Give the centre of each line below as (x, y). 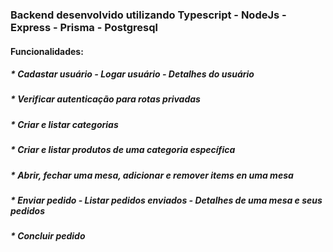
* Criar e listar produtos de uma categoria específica (123, 150)
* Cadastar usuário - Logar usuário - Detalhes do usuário (132, 74)
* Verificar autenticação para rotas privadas (105, 99)
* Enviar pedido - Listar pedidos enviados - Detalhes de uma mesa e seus (166, 200)
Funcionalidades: (47, 51)
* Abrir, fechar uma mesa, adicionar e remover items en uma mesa (152, 175)
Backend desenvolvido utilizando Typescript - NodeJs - (148, 15)
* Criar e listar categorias (64, 124)
